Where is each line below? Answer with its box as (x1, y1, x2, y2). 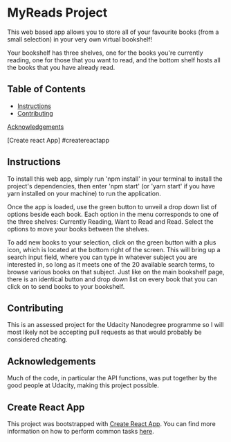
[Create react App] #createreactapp (7, 136, 109, 144)
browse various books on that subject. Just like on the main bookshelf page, (7, 267, 225, 276)
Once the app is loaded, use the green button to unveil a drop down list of (7, 202, 217, 211)
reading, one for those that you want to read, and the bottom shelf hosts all (7, 55, 221, 64)
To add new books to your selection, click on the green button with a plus (7, 238, 216, 247)
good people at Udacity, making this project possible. (7, 381, 159, 389)
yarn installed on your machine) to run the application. (7, 189, 161, 197)
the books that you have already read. (7, 63, 115, 71)
